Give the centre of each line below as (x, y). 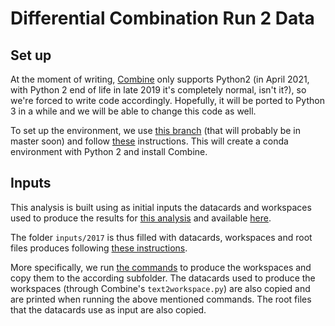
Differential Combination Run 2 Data (162, 18)
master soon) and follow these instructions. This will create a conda (149, 141)
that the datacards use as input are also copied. (108, 309)
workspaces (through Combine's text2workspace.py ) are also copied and (160, 288)
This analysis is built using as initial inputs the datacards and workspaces (161, 207)
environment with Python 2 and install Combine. (109, 151)
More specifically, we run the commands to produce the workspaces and (161, 267)
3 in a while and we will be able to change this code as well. (133, 111)
